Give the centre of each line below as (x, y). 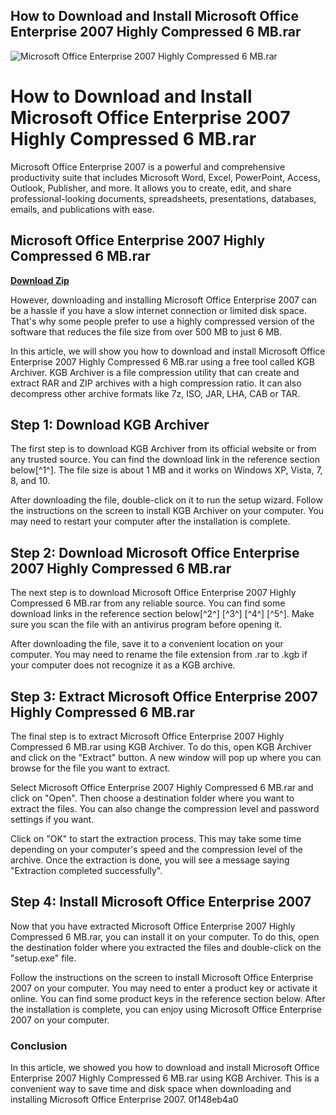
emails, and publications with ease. (82, 209)
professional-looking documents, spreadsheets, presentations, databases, (163, 198)
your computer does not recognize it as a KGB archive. (123, 665)
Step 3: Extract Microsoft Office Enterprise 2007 (164, 696)
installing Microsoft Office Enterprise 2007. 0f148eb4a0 (124, 1100)
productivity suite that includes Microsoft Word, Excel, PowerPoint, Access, (165, 177)
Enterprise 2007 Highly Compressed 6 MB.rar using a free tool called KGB (162, 361)
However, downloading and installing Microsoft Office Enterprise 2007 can (164, 300)
